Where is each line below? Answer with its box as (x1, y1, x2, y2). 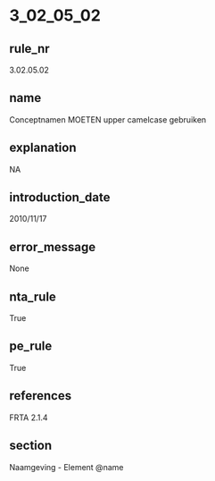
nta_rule (9, 289, 56, 304)
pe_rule (9, 339, 53, 354)
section (9, 438, 52, 453)
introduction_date (9, 190, 111, 206)
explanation (9, 140, 77, 156)
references (9, 388, 72, 403)
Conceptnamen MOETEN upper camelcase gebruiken (9, 114, 207, 125)
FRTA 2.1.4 (9, 412, 48, 423)
